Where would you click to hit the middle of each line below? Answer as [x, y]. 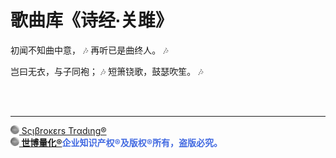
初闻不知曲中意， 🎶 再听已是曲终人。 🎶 [89, 50]
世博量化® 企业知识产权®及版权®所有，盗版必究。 [122, 142]
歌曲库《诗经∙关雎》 [91, 20]
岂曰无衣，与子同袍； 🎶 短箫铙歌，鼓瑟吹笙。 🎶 [107, 71]
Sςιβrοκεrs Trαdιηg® [64, 130]
